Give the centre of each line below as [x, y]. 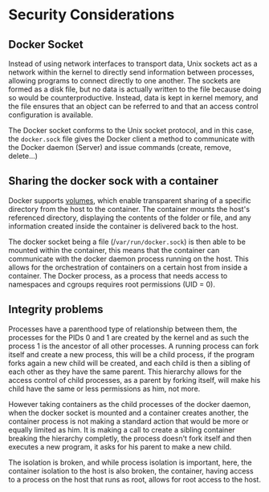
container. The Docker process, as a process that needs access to [118, 275]
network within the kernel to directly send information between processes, [131, 72]
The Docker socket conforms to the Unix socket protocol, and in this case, [131, 130]
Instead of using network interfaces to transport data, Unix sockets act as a [133, 63]
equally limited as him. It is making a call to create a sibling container [122, 429]
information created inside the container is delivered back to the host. [123, 226]
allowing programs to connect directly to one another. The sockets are [124, 81]
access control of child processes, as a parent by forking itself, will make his [134, 380]
